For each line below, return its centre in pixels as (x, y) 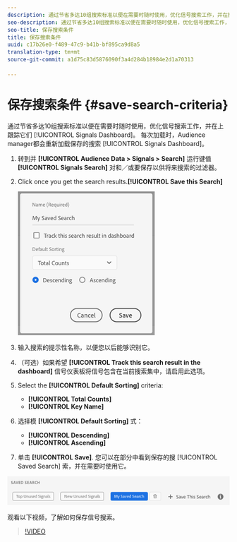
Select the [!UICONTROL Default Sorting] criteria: (90, 385)
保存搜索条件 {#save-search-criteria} (118, 105)
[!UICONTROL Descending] (69, 435)
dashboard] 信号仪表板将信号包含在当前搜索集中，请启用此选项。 (113, 371)
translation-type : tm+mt (44, 52)
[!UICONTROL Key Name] (66, 406)
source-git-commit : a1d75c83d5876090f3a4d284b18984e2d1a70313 (101, 60)
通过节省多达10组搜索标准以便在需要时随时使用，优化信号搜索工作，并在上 (116, 126)
